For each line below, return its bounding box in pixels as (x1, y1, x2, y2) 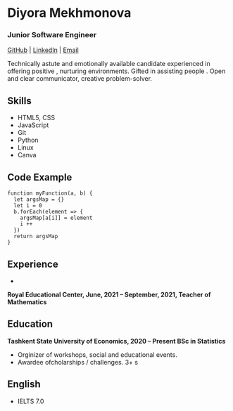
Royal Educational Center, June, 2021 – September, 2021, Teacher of (7, 290, 211, 299)
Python (17, 136, 39, 145)
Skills (7, 95, 32, 107)
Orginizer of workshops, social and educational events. (17, 350, 177, 359)
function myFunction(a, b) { (7, 190, 93, 197)
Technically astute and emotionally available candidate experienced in (7, 60, 210, 68)
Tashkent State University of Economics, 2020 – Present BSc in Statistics (7, 337, 226, 345)
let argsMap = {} (13, 196, 65, 203)
